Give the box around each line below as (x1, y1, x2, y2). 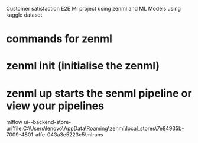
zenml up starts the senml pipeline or (6, 86, 192, 100)
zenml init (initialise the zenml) (6, 59, 160, 73)
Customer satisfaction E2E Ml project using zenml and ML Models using (6, 5, 181, 12)
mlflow (6, 119, 22, 126)
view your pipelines (6, 99, 105, 112)
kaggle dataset (6, 11, 43, 18)
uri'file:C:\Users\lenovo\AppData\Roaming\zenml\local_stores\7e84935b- (6, 125, 184, 132)
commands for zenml (6, 32, 112, 46)
